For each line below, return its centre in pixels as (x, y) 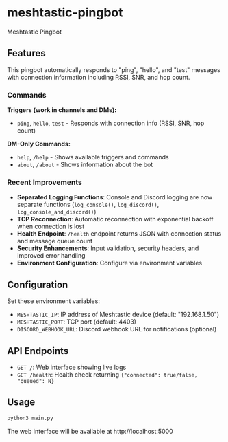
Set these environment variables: (54, 301)
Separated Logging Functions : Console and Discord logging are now (115, 197)
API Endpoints (38, 351)
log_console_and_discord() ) (56, 212)
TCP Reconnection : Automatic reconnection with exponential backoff (115, 219)
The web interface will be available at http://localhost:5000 (90, 431)
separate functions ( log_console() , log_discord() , (88, 205)
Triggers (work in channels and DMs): (62, 110)
